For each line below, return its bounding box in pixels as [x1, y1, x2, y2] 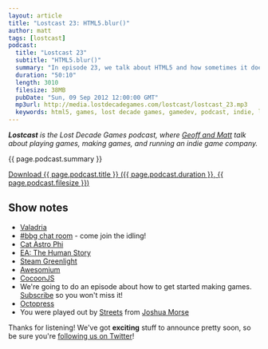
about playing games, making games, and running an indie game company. [8, 139, 258, 148]
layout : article [8, 11, 62, 20]
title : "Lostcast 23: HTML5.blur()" [8, 19, 130, 27]
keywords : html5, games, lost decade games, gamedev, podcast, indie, [15, 109, 255, 117]
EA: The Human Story [19, 248, 92, 257]
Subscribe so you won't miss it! [19, 290, 124, 299]
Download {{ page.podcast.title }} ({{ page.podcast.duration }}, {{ [8, 169, 224, 179]
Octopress [19, 299, 54, 308]
